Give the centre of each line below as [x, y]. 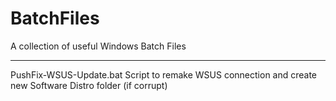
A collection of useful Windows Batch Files [98, 46]
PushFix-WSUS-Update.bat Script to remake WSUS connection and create [164, 74]
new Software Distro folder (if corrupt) [89, 85]
